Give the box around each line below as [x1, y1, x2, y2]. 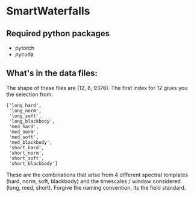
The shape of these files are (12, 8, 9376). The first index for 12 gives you [6, 84, 188, 91]
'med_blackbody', [8, 139, 52, 146]
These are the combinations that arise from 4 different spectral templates [6, 171, 189, 178]
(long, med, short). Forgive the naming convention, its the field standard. [6, 184, 186, 191]
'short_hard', [8, 144, 45, 150]
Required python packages [6, 28, 110, 39]
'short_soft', [8, 155, 45, 161]
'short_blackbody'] [8, 160, 58, 167]
